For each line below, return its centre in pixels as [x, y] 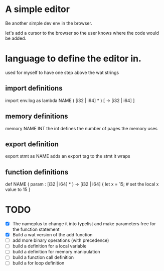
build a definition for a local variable [49, 246]
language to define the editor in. [73, 59]
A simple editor [38, 9]
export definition [32, 144]
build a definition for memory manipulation [56, 252]
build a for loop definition [38, 263]
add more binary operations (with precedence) [61, 240]
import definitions [34, 88]
